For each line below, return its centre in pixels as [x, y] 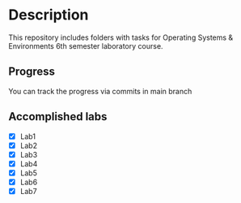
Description [49, 15]
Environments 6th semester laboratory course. [86, 45]
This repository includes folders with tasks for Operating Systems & [121, 37]
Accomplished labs [58, 117]
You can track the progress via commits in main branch [100, 91]
